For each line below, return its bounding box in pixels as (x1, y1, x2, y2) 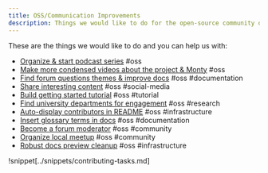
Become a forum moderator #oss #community (19, 124, 172, 133)
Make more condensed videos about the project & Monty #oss (19, 64, 226, 74)
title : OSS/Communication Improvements (8, 11, 141, 20)
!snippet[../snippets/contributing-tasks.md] (8, 156, 150, 165)
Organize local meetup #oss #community (19, 132, 156, 141)
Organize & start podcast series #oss (19, 56, 142, 66)
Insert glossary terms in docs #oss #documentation (19, 115, 190, 125)
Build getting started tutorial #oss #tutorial (19, 90, 160, 99)
